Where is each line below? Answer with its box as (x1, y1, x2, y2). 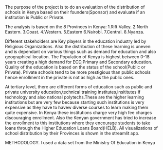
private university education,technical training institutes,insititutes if (5, 89, 141, 95)
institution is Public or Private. (5, 15, 65, 20)
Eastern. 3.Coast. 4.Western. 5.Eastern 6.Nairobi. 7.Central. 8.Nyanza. (5, 29, 145, 34)
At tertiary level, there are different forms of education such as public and (5, 84, 152, 89)
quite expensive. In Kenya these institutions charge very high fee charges (5, 110, 152, 116)
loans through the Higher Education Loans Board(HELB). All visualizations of (5, 125, 158, 131)
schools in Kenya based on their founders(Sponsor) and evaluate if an (5, 9, 145, 15)
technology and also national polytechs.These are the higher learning (5, 94, 145, 100)
